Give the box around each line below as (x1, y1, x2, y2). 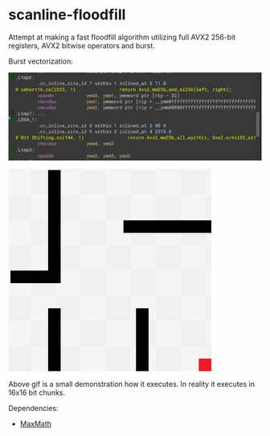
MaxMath (19, 419, 52, 429)
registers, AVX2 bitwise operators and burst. (8, 40, 155, 50)
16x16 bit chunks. (8, 388, 66, 397)
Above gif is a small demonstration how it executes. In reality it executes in (8, 380, 256, 389)
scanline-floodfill (8, 6, 126, 24)
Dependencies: (8, 404, 59, 413)
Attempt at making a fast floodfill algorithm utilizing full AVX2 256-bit (8, 32, 236, 42)
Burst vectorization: (8, 56, 74, 66)
